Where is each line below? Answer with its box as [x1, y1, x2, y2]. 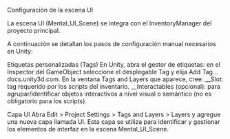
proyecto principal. [7, 27, 61, 34]
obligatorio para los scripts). [7, 97, 87, 105]
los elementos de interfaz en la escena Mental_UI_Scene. [7, 125, 169, 133]
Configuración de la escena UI [7, 6, 94, 14]
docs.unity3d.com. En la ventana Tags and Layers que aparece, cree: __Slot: [7, 75, 224, 83]
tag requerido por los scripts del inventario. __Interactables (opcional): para [7, 83, 220, 90]
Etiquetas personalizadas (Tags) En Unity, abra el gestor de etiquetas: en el [7, 61, 220, 68]
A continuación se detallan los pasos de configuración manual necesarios [7, 40, 217, 47]
